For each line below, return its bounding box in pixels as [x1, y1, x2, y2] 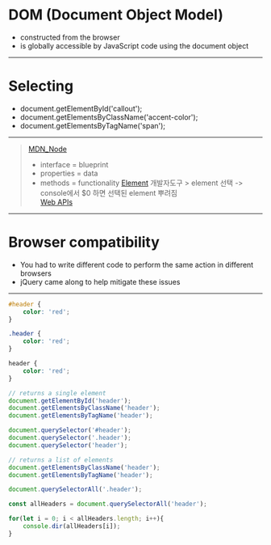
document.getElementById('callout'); [19, 104, 143, 113]
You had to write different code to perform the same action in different [19, 260, 254, 269]
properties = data [40, 168, 98, 178]
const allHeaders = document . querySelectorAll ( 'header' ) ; [8, 500, 207, 509]
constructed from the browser [19, 32, 120, 42]
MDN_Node [27, 144, 67, 154]
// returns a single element [8, 389, 106, 397]
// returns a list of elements [8, 455, 114, 464]
